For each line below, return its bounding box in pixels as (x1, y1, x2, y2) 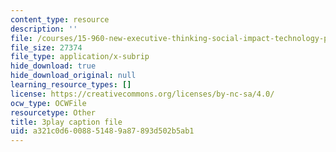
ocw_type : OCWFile (10, 98, 87, 108)
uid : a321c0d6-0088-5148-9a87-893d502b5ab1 (10, 126, 195, 136)
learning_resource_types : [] (10, 80, 132, 90)
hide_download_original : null (10, 71, 137, 81)
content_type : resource (10, 14, 110, 25)
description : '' (10, 24, 78, 34)
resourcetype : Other (10, 107, 97, 118)
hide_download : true (10, 61, 97, 71)
